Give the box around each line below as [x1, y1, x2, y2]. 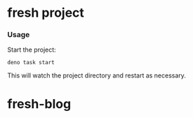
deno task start [7, 59, 55, 66]
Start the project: [7, 45, 56, 54]
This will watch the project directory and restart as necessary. [7, 71, 186, 80]
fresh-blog [7, 96, 72, 112]
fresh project [7, 5, 84, 21]
